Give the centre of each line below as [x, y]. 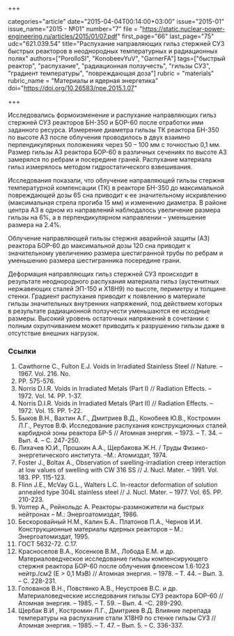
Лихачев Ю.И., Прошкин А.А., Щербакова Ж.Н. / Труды [100, 448]
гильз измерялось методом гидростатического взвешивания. [100, 167]
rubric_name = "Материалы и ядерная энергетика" [83, 80]
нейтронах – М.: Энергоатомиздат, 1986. [78, 514]
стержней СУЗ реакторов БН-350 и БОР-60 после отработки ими [106, 122]
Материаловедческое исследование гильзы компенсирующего [113, 559]
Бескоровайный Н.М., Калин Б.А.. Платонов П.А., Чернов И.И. [110, 522]
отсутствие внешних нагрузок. [54, 333]
